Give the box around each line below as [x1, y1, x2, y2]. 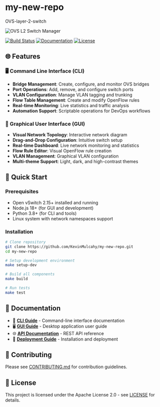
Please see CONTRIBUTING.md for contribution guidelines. [5, 364, 127, 370]
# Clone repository [5, 239, 46, 245]
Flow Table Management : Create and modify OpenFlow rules [12, 97, 139, 103]
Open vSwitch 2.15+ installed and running [12, 199, 99, 205]
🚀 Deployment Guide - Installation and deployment [12, 336, 118, 342]
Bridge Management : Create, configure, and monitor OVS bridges [12, 81, 149, 87]
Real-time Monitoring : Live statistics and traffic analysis [12, 102, 129, 108]
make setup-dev [5, 263, 37, 268]
